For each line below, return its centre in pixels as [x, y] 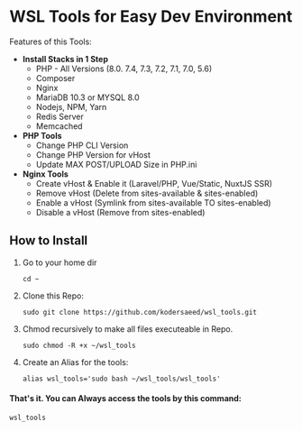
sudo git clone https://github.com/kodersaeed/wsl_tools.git [140, 312]
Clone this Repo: [53, 296]
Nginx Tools [46, 174]
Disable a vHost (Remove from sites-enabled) [120, 212]
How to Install [49, 241]
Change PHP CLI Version [82, 145]
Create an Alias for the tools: [75, 362]
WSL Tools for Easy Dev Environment [151, 17]
